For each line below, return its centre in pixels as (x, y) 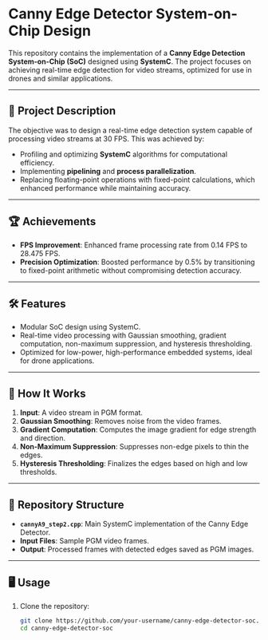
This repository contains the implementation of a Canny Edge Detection (127, 53)
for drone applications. (57, 361)
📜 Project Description (62, 111)
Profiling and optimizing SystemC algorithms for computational (124, 154)
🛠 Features (37, 304)
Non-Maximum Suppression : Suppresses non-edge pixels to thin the (134, 447)
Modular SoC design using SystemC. (80, 327)
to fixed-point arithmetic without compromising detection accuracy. (130, 270)
